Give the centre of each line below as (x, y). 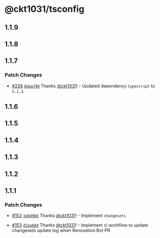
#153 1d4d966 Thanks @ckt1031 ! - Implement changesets (69, 216)
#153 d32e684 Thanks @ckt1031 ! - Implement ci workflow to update (80, 225)
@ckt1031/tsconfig (45, 9)
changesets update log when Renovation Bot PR (61, 231)
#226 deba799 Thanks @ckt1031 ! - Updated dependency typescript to (83, 86)
